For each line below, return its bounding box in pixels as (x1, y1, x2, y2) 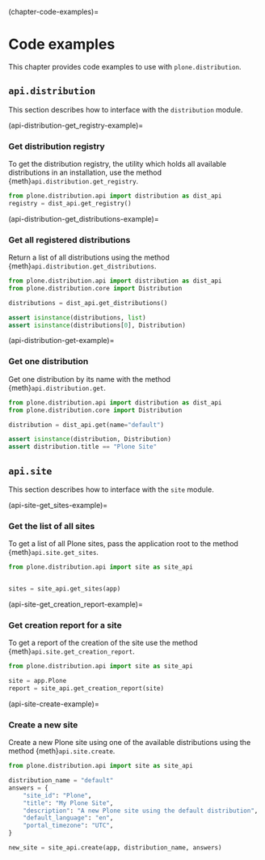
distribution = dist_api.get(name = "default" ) (8, 421, 164, 429)
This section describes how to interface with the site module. (8, 485, 214, 494)
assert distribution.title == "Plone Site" (8, 443, 158, 451)
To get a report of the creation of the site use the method (8, 638, 198, 648)
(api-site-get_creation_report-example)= (8, 599, 143, 609)
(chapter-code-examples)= (8, 7, 99, 16)
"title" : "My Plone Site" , (23, 799, 114, 807)
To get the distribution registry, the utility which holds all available (8, 159, 227, 169)
